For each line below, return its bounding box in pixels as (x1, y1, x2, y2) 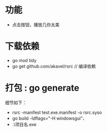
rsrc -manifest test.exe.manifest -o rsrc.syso (12, 109, 102, 115)
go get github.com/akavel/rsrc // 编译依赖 (12, 63, 96, 69)
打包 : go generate (5, 82, 80, 94)
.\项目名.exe (12, 121, 37, 127)
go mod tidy (12, 57, 37, 63)
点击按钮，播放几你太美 (12, 22, 60, 28)
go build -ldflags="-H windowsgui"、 (12, 115, 87, 121)
